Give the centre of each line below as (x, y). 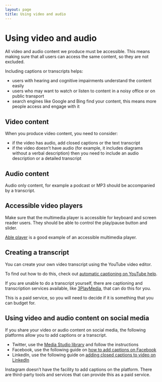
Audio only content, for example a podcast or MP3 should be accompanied (80, 186)
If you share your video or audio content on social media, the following (75, 330)
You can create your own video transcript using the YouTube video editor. (78, 264)
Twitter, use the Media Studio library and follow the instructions (75, 344)
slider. (11, 228)
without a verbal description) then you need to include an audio (75, 153)
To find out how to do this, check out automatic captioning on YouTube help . (81, 274)
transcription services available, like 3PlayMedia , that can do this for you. (78, 288)
